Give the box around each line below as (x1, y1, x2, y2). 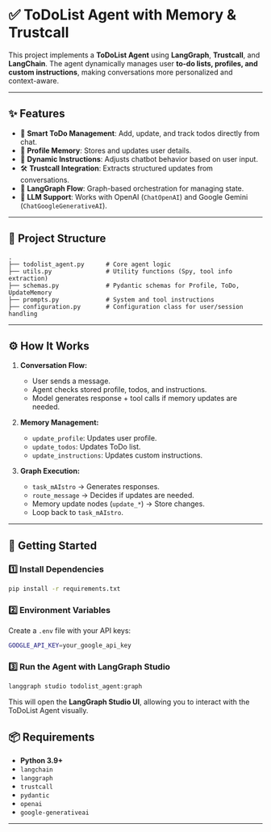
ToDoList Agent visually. (8, 706, 89, 716)
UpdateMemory (8, 289, 52, 297)
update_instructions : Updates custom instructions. (31, 450, 203, 460)
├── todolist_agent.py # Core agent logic (8, 260, 172, 268)
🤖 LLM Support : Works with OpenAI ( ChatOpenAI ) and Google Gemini (19, 192, 248, 201)
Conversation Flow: (19, 361, 87, 370)
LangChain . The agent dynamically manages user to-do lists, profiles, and (8, 58, 258, 68)
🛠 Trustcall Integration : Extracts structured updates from (19, 163, 214, 173)
